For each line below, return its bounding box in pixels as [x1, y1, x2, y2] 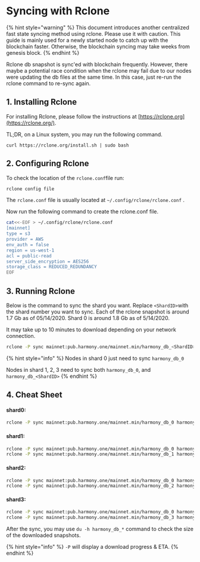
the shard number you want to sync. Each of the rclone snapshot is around [6, 308, 189, 315]
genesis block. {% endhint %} [6, 49, 80, 56]
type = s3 [6, 231, 31, 237]
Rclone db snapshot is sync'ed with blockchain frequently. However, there [6, 61, 188, 68]
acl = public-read [6, 253, 52, 259]
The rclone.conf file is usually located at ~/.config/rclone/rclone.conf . [6, 197, 185, 204]
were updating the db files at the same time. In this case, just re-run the [6, 73, 182, 80]
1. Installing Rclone [6, 97, 77, 107]
